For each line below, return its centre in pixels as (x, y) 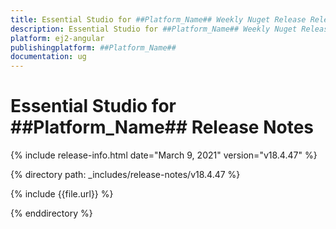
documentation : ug (48, 57)
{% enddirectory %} (51, 213)
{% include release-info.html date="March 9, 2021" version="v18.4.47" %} (164, 155)
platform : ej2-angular (57, 38)
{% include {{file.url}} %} (62, 194)
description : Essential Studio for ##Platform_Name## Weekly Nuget (154, 29)
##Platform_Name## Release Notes (162, 127)
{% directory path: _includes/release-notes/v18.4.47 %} (125, 175)
